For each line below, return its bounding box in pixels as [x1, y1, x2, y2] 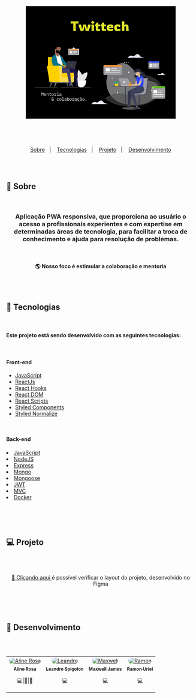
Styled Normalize [14, 410, 58, 418]
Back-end [6, 436, 31, 443]
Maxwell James [89, 666, 122, 672]
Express [14, 461, 34, 469]
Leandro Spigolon [46, 666, 84, 672]
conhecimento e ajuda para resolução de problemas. [22, 235, 179, 243]
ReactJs [14, 378, 35, 386]
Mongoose [14, 474, 41, 482]
